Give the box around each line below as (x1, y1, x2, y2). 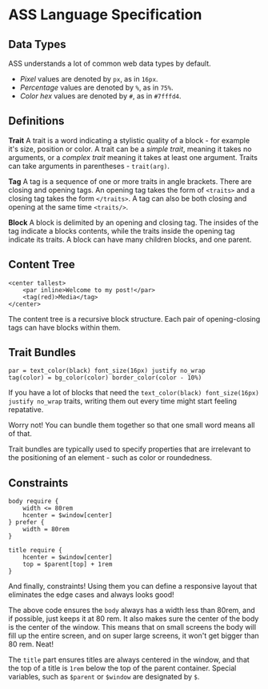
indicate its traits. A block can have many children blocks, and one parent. (8, 234, 252, 244)
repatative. (8, 405, 44, 415)
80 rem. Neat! (8, 639, 54, 649)
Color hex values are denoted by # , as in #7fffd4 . (19, 91, 182, 101)
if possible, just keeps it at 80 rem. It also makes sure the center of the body (8, 614, 259, 623)
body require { (8, 498, 59, 506)
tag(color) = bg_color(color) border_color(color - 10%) (8, 374, 202, 382)
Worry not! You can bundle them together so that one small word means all (8, 420, 255, 430)
